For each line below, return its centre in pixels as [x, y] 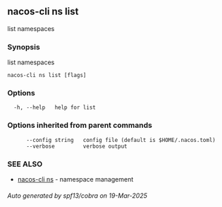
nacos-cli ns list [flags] [47, 76]
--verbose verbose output [77, 146]
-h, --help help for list [55, 108]
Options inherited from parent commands [80, 125]
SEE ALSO [25, 164]
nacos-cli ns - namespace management [75, 179]
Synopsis [24, 47]
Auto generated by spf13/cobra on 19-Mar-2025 [78, 195]
